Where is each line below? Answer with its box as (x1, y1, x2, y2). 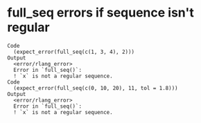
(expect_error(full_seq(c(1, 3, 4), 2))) (13, 48, 135, 55)
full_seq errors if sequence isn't (7, 5, 194, 21)
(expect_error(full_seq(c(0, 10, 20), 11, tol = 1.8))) (13, 84, 178, 91)
